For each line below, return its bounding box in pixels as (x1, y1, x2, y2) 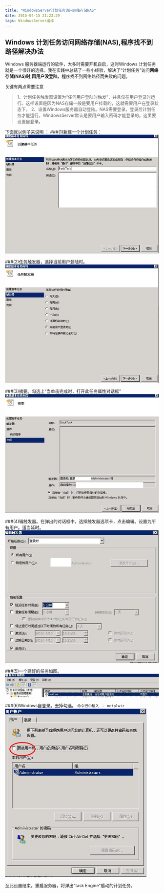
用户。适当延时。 (9, 524, 44, 530)
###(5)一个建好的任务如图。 (5, 668, 62, 674)
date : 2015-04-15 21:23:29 (5, 13, 60, 18)
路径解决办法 (5, 47, 44, 56)
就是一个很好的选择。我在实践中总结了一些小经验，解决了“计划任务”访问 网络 (5, 67, 159, 73)
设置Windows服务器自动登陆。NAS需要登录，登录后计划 (38, 107, 151, 112)
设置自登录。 (17, 119, 43, 125)
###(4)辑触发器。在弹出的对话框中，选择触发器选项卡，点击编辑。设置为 (5, 518, 152, 524)
